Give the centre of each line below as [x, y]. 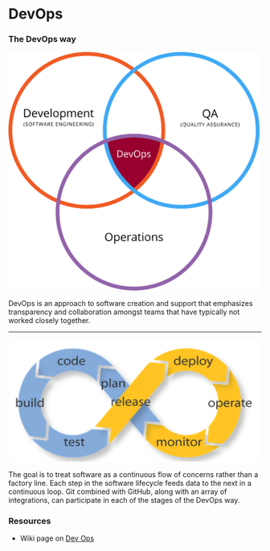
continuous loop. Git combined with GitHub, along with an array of [118, 492]
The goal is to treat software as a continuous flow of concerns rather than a [133, 474]
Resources [30, 520]
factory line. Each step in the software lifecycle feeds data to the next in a [130, 483]
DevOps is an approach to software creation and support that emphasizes [131, 303]
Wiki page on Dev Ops [57, 538]
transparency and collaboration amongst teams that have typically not [124, 312]
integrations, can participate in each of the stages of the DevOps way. [124, 500]
